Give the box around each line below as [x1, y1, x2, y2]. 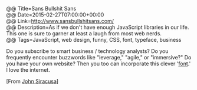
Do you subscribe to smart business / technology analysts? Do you [6, 48, 169, 55]
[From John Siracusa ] [6, 78, 59, 85]
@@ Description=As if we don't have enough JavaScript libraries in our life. [6, 24, 189, 31]
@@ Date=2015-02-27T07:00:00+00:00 [6, 11, 104, 18]
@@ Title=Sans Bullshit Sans [6, 5, 77, 12]
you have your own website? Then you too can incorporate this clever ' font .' [6, 60, 191, 67]
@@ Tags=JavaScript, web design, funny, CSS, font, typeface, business [6, 36, 182, 43]
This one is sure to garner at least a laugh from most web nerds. [6, 30, 162, 37]
